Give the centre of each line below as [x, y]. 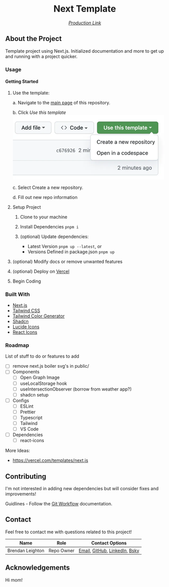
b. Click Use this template [39, 112]
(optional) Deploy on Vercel [41, 271]
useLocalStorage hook [43, 383]
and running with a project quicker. [41, 56]
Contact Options [109, 543]
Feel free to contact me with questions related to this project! [69, 532]
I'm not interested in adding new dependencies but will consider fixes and [82, 489]
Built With [18, 294]
